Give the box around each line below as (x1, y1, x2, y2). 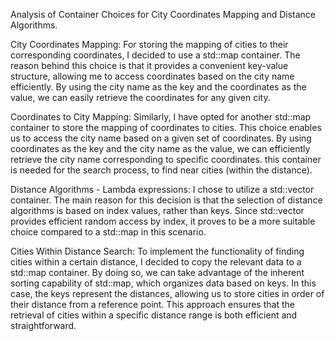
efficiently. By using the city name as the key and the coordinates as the (10, 81, 307, 93)
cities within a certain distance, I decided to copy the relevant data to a (10, 256, 302, 268)
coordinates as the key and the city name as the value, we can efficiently (10, 143, 311, 154)
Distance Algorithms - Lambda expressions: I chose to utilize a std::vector (10, 184, 315, 195)
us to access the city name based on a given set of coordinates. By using (10, 132, 312, 144)
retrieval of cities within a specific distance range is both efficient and (10, 309, 298, 321)
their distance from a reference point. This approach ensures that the (10, 299, 295, 310)
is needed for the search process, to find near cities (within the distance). (10, 164, 313, 176)
